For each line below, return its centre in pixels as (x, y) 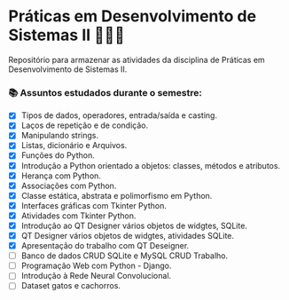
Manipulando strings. (60, 136)
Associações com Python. (69, 186)
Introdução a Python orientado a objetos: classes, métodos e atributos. (151, 165)
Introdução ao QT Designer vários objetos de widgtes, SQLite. (134, 225)
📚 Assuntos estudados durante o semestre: (105, 92)
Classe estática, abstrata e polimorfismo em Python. (117, 195)
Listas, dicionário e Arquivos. (74, 146)
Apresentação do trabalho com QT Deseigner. (105, 246)
